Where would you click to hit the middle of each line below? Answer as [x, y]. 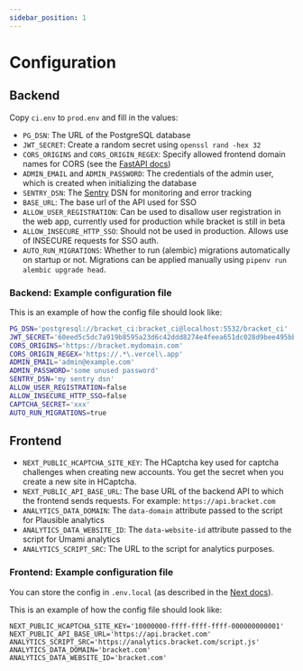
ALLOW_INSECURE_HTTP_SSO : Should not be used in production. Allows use [155, 230]
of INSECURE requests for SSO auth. [91, 240]
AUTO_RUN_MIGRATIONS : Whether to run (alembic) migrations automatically [156, 250]
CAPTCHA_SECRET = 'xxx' [50, 404]
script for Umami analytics [71, 539]
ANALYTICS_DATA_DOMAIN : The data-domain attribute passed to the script [152, 510]
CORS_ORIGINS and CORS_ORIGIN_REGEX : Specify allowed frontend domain [154, 154]
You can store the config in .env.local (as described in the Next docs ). [141, 592]
